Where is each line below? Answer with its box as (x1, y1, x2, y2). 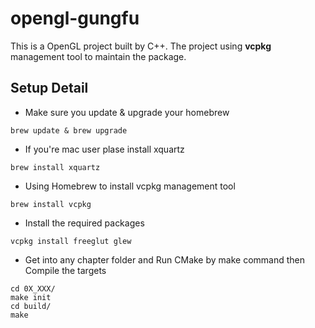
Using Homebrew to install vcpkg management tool (24, 180, 236, 192)
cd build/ (10, 301, 52, 311)
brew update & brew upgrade (10, 125, 128, 136)
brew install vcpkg (10, 199, 92, 209)
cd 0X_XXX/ (10, 283, 56, 294)
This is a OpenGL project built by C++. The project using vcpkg (10, 40, 272, 52)
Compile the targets (24, 264, 107, 276)
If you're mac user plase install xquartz (24, 143, 185, 155)
